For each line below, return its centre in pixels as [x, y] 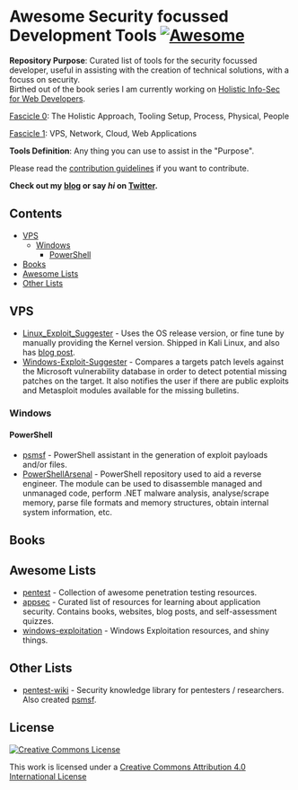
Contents [36, 214]
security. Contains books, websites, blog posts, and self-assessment [149, 611]
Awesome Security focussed [119, 17]
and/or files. [44, 464]
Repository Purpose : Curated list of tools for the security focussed [133, 60]
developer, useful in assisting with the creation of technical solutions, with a [149, 70]
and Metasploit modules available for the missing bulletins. [131, 390]
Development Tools [83, 35]
